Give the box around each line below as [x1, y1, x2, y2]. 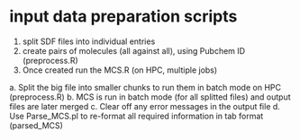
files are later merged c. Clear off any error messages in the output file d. [9, 101, 281, 111]
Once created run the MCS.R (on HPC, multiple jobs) [22, 65, 218, 75]
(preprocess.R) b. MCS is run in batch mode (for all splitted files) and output [9, 92, 291, 102]
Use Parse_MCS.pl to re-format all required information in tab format [9, 110, 264, 121]
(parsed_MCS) [9, 119, 63, 131]
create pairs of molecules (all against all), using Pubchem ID [22, 45, 246, 56]
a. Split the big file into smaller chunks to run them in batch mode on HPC [9, 82, 282, 92]
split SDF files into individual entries [22, 36, 156, 47]
